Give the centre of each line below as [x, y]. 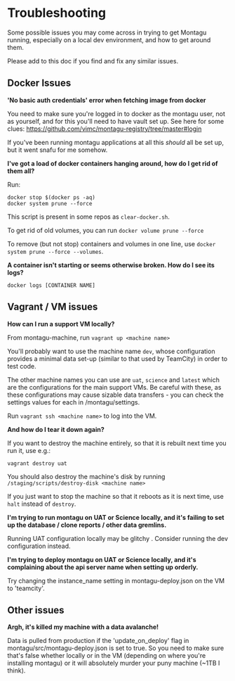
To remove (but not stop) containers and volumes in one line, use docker [112, 243]
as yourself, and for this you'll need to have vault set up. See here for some [116, 121]
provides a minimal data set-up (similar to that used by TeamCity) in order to [117, 358]
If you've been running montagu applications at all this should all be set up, [116, 142]
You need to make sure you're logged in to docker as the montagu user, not [116, 113]
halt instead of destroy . [42, 504]
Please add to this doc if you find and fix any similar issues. [93, 61]
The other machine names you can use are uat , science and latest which [113, 380]
